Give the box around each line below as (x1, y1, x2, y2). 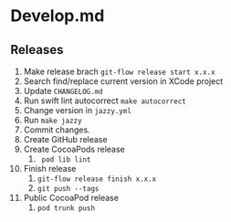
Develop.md (10, 5, 105, 26)
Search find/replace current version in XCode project (23, 76, 224, 87)
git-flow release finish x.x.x (37, 174, 157, 184)
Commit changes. (23, 124, 90, 135)
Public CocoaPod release (23, 193, 120, 203)
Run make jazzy (23, 115, 82, 125)
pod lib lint (41, 155, 91, 164)
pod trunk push (37, 204, 95, 213)
